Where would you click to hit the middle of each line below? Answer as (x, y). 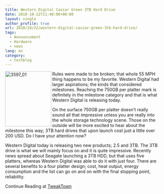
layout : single (21, 19)
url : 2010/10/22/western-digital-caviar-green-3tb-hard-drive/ (71, 28)
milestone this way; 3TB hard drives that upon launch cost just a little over (80, 130)
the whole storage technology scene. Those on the (104, 120)
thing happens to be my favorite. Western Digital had (106, 79)
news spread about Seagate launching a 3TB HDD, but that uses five (75, 156)
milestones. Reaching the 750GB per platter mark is (104, 90)
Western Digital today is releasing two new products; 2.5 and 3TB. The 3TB (82, 145)
